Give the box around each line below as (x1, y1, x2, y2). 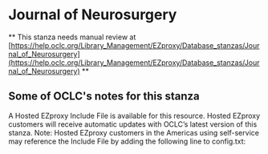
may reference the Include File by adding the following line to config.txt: (8, 136, 246, 146)
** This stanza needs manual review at (8, 32, 136, 42)
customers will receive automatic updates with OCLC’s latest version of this (8, 119, 258, 129)
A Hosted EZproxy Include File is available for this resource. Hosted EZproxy (8, 111, 261, 120)
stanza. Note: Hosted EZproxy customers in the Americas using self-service (8, 128, 259, 137)
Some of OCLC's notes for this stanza (8, 90, 200, 103)
